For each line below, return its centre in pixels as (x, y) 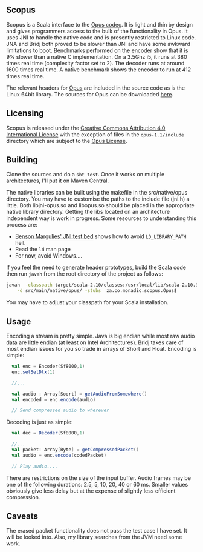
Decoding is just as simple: (40, 422)
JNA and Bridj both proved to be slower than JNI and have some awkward (98, 44)
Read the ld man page (43, 249)
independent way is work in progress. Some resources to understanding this (101, 218)
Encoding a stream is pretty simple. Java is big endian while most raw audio (101, 336)
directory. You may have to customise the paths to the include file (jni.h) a (98, 199)
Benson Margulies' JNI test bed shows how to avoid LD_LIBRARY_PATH (101, 236)
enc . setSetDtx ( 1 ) (34, 372)
